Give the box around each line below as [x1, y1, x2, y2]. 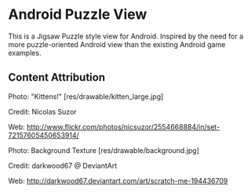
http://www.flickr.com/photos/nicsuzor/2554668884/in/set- [26, 122, 220, 131]
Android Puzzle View [8, 5, 147, 24]
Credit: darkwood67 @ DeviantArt [8, 161, 118, 170]
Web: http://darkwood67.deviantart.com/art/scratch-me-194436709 [8, 176, 228, 185]
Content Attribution [8, 71, 106, 84]
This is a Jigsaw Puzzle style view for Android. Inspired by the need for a [8, 31, 244, 41]
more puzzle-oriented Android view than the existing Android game [8, 39, 226, 49]
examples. [8, 48, 42, 57]
